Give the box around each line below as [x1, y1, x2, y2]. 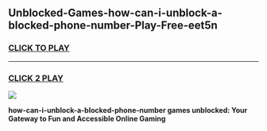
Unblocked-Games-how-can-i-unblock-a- [8, 6, 222, 20]
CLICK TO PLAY [8, 43, 70, 54]
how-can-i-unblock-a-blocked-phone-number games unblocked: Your [8, 105, 248, 114]
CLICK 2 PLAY [8, 72, 64, 83]
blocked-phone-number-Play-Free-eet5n [8, 19, 219, 33]
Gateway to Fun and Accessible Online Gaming [8, 114, 166, 123]
